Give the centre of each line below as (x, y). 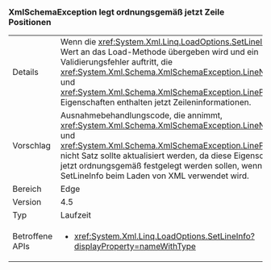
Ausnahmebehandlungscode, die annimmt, (142, 115)
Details (25, 73)
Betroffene (33, 236)
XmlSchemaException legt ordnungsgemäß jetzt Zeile (117, 12)
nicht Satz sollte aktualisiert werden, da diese (146, 156)
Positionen (30, 22)
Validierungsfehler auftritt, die (117, 62)
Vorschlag (31, 146)
